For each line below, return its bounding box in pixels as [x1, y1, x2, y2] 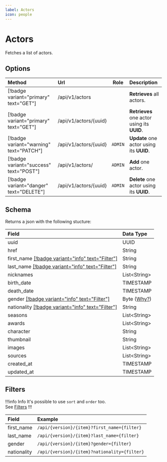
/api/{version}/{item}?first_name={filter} [37, 425, 142, 430]
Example [37, 416, 58, 423]
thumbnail [7, 336, 31, 343]
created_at [7, 360, 33, 367]
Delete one [129, 176, 156, 183]
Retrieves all [129, 91, 159, 98]
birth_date [7, 280, 31, 287]
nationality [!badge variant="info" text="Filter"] [7, 304, 118, 310]
